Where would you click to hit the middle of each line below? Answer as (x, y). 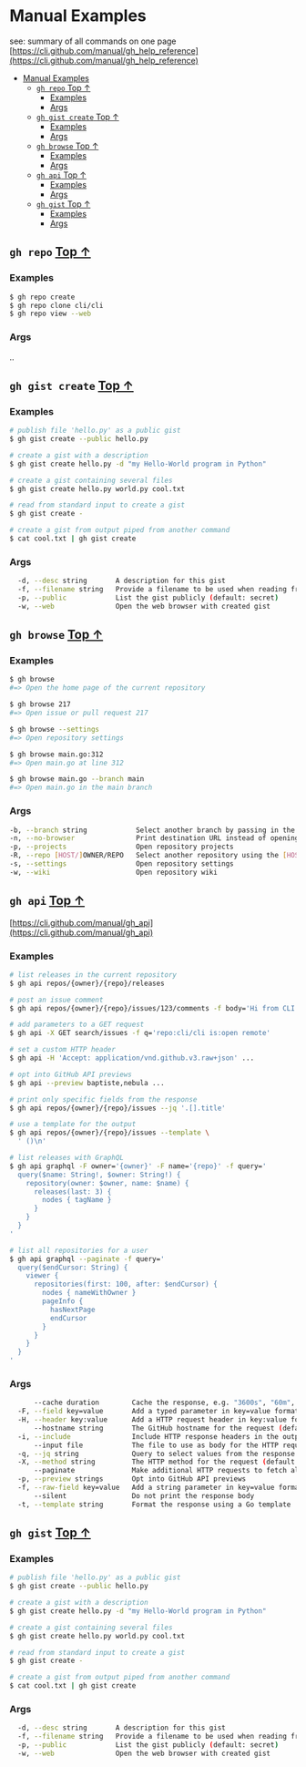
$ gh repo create (42, 297)
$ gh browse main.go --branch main (77, 779)
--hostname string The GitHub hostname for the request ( (158, 1428)
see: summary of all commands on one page (93, 41)
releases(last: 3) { (72, 1192)
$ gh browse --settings (55, 729)
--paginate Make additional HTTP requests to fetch (160, 1471)
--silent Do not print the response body (144, 1495)
